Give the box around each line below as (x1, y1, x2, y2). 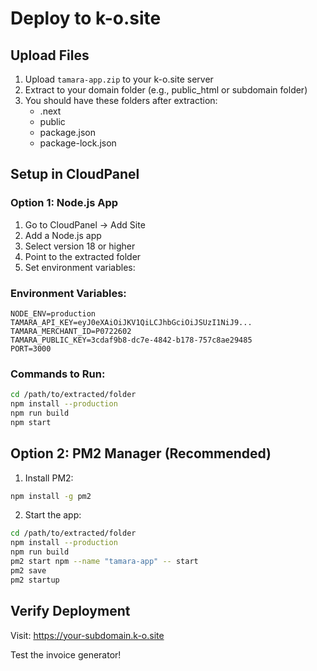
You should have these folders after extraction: (24, 95, 218, 106)
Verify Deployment (10, 603, 131, 620)
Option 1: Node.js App (10, 196, 119, 210)
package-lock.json (39, 137, 117, 149)
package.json (39, 127, 96, 138)
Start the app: (24, 509, 82, 521)
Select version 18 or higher (24, 240, 136, 252)
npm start (10, 417, 52, 427)
